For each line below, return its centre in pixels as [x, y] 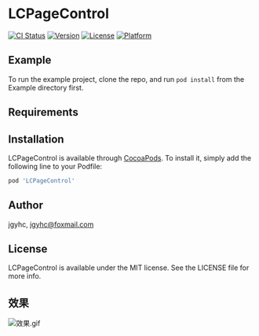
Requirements [43, 112]
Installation [36, 139]
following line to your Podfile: [55, 166]
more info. [25, 276]
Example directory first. [46, 87]
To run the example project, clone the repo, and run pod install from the [126, 79]
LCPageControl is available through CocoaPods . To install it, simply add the [130, 157]
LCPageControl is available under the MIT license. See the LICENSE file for [129, 268]
